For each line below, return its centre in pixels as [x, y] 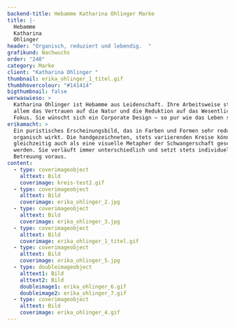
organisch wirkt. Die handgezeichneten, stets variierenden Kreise [114, 137]
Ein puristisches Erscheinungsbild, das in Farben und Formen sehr [114, 131]
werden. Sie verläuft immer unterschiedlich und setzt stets [105, 150]
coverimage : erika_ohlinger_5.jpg [70, 261]
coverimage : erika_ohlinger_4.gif [70, 313]
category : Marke [31, 66]
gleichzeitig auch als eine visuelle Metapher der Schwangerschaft [114, 144]
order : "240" [26, 59]
